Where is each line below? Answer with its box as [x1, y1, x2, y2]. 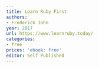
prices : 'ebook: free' [6, 47, 62, 53]
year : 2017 [6, 25, 33, 31]
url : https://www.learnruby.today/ [6, 31, 94, 37]
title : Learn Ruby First [6, 8, 67, 15]
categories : [6, 36, 35, 42]
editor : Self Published [6, 53, 65, 59]
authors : [6, 14, 28, 20]
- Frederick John [6, 20, 49, 25]
